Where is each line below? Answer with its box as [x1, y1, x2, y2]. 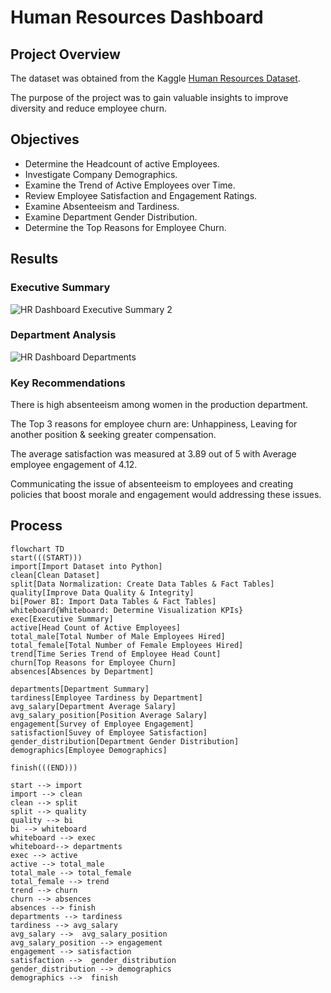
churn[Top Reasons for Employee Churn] [10, 657, 177, 668]
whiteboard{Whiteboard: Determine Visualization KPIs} [10, 605, 244, 615]
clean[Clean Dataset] [10, 570, 101, 580]
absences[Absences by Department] [10, 666, 155, 676]
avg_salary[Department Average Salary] [10, 701, 177, 711]
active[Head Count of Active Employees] [10, 622, 182, 633]
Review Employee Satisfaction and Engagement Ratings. [24, 189, 258, 201]
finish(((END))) [10, 762, 78, 773]
